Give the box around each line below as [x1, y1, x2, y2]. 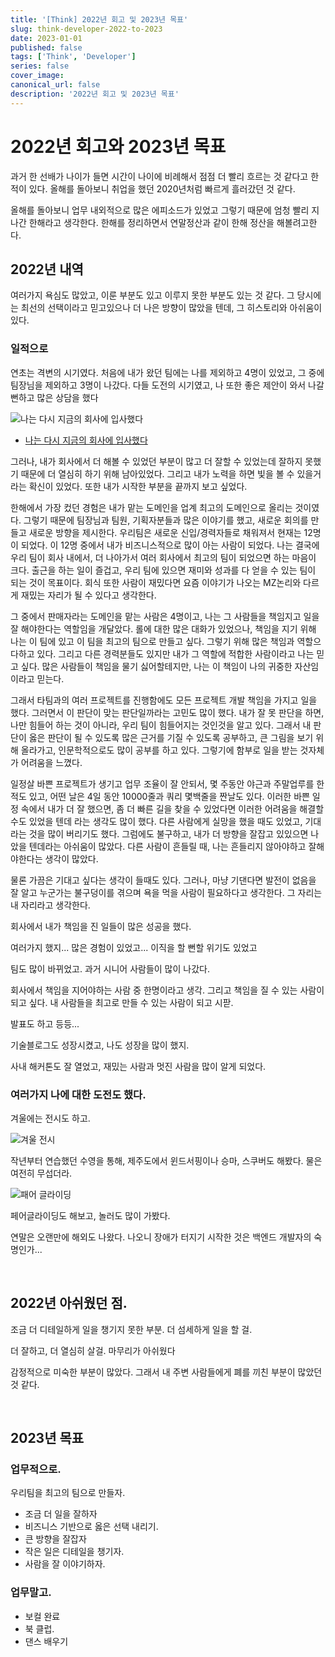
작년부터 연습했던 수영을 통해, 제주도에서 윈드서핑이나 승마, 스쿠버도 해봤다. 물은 [10, 1154, 323, 1166]
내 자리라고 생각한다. [10, 899, 91, 911]
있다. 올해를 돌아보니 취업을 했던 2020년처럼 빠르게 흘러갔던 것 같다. [28, 182, 296, 195]
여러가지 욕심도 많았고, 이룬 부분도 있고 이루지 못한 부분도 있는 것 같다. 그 [10, 289, 295, 301]
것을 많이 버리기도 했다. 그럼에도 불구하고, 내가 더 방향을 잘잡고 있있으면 [28, 827, 309, 840]
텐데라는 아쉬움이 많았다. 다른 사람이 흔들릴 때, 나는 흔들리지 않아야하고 [28, 840, 307, 852]
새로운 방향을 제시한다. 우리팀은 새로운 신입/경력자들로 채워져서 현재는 [28, 526, 302, 538]
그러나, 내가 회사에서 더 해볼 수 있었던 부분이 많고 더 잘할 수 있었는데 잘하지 [10, 455, 303, 467]
